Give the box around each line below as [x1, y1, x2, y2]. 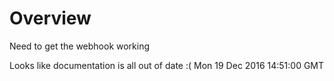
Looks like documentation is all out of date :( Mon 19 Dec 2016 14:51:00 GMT [9, 59, 325, 71]
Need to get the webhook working [9, 40, 151, 52]
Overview [9, 7, 92, 30]
